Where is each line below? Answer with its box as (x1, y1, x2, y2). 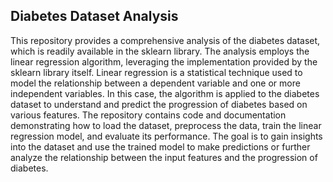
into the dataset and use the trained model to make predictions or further (10, 140, 311, 153)
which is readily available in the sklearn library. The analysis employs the (10, 45, 310, 57)
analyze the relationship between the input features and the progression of (10, 151, 318, 163)
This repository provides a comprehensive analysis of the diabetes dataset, (10, 34, 321, 46)
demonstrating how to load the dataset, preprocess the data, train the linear (10, 119, 322, 131)
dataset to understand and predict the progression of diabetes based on (10, 98, 308, 110)
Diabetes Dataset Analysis (10, 8, 179, 25)
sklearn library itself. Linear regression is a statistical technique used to (10, 66, 303, 78)
